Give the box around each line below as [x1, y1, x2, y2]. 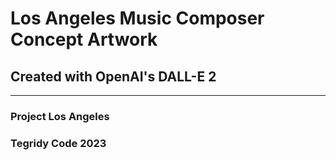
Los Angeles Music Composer [10, 7, 265, 30]
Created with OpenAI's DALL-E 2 [10, 68, 217, 85]
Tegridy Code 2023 [10, 136, 107, 150]
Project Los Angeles [10, 109, 110, 123]
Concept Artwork [10, 28, 158, 51]
